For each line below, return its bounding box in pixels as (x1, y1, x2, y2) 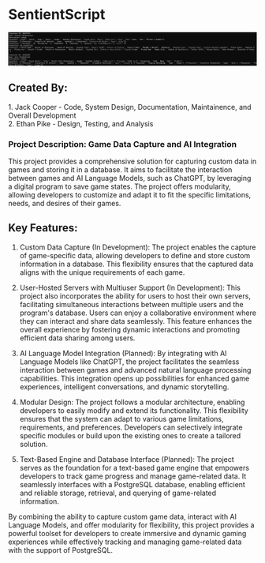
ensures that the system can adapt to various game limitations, (19, 414, 224, 423)
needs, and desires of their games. (8, 199, 121, 208)
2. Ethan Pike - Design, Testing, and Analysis (8, 118, 154, 128)
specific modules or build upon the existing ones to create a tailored (19, 430, 241, 440)
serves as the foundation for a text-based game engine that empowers (19, 463, 250, 472)
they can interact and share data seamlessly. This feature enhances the (19, 316, 252, 325)
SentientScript (8, 6, 106, 24)
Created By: (8, 81, 69, 95)
